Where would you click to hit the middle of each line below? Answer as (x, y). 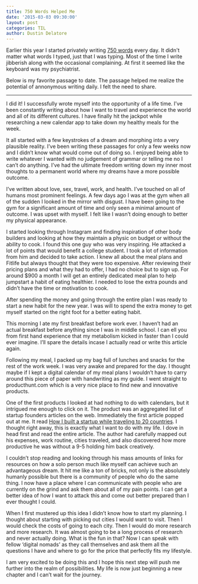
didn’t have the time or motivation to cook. (57, 288)
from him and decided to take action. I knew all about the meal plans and (94, 257)
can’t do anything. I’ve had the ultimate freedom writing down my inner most (99, 165)
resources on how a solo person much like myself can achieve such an (92, 464)
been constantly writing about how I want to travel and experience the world (99, 110)
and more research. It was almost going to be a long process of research (94, 532)
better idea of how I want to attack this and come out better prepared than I (98, 496)
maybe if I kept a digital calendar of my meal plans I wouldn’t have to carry (97, 372)
